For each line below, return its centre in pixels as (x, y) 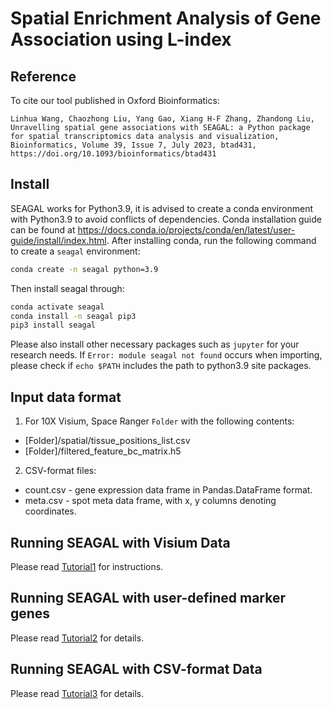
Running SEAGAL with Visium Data (120, 542)
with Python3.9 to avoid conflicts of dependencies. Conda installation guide (166, 219)
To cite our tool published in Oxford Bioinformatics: (115, 100)
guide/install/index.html (58, 240)
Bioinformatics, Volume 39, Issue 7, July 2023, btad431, (133, 145)
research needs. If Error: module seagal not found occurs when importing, (166, 355)
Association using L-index (121, 39)
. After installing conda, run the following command (211, 240)
